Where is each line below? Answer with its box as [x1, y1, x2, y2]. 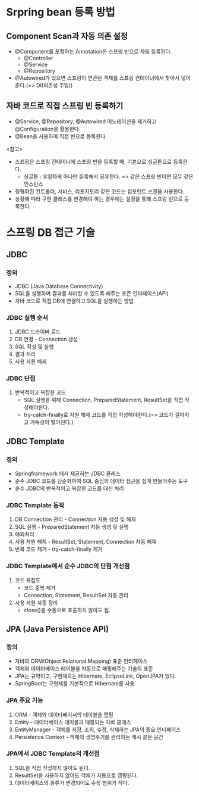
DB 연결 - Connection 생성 [14, 335, 78, 342]
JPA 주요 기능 [6, 696, 43, 704]
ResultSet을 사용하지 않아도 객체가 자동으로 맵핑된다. [14, 772, 138, 779]
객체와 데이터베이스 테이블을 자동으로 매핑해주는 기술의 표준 [14, 665, 153, 672]
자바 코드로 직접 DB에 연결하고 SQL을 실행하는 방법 [14, 297, 134, 304]
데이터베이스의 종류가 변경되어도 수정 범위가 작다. [14, 779, 129, 786]
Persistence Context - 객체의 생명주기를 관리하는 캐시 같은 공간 [14, 733, 163, 740]
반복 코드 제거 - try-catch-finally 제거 [14, 545, 103, 553]
